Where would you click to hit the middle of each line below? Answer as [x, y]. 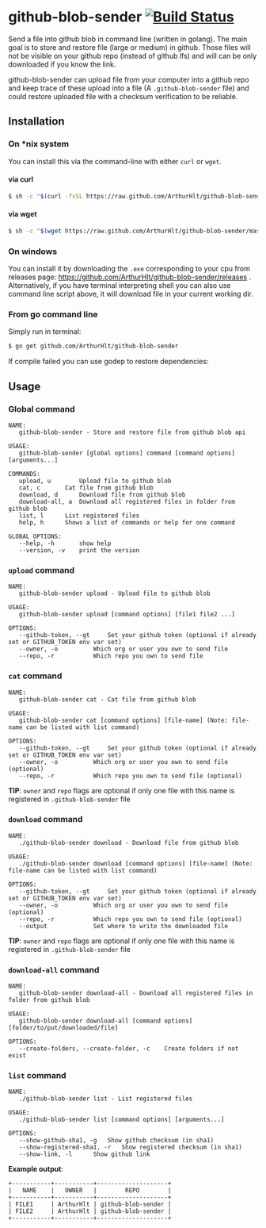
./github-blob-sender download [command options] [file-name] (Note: [136, 863]
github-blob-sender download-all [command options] [106, 1021]
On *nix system [39, 144]
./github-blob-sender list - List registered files [106, 1099]
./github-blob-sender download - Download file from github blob [129, 842]
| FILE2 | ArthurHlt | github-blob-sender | [90, 1211]
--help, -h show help [65, 543]
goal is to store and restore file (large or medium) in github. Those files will [129, 47]
